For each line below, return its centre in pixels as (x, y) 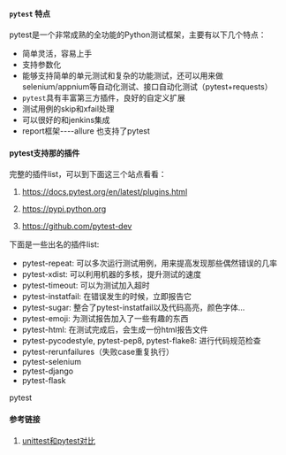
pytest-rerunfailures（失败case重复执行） (98, 352)
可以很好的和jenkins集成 (66, 120)
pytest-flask (44, 381)
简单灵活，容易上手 (57, 54)
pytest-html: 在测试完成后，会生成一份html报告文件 (115, 330)
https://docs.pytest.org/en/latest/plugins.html (105, 192)
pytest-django (47, 371)
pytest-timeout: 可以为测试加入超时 (86, 285)
